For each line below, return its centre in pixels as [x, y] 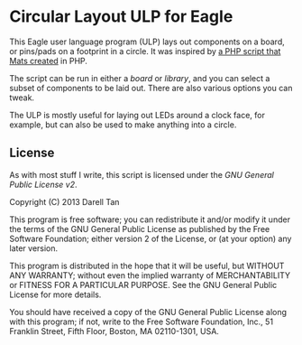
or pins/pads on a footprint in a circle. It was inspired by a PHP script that [145, 51]
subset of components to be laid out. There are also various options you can [151, 88]
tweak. [22, 98]
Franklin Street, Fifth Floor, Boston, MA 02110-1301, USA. [114, 331]
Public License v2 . [44, 184]
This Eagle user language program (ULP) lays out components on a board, [147, 42]
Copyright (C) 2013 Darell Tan [64, 201]
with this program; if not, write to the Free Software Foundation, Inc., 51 [141, 322]
